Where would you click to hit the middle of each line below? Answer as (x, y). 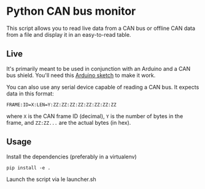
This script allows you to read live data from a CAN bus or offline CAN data (101, 28)
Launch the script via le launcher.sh (51, 179)
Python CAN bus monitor (71, 11)
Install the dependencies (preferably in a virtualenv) (72, 157)
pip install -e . (29, 168)
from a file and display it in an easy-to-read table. (69, 34)
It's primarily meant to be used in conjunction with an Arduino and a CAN (99, 69)
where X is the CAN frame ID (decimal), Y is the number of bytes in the (95, 116)
